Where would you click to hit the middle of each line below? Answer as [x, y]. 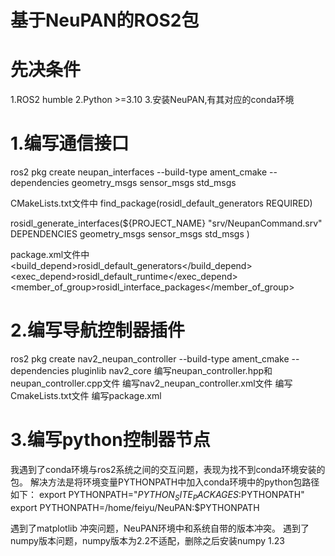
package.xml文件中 [50, 255]
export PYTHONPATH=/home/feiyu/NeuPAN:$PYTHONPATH [135, 507]
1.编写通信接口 [70, 143]
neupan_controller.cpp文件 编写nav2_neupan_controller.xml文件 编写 [151, 383]
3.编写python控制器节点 [110, 440]
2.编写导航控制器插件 [97, 330]
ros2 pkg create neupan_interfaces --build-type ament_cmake [139, 172]
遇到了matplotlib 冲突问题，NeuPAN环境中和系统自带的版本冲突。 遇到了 [160, 528]
